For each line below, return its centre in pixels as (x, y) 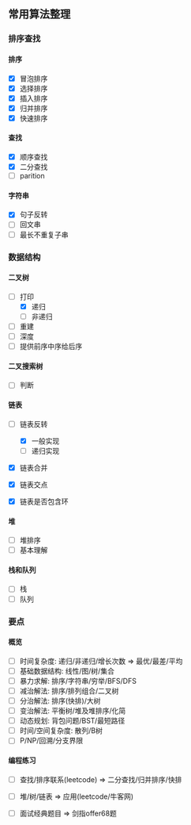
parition (32, 176)
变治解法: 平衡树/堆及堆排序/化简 (73, 711)
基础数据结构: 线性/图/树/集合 (67, 671)
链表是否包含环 (44, 501)
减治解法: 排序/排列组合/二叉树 (69, 691)
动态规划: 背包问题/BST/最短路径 (72, 721)
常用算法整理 (39, 14)
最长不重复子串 (44, 234)
